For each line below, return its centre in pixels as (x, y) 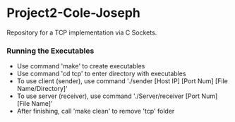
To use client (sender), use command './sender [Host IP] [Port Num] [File (122, 81)
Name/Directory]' (42, 89)
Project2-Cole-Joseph (73, 13)
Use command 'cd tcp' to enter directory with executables (101, 74)
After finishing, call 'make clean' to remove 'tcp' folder (96, 111)
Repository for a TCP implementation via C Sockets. (82, 32)
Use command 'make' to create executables (81, 66)
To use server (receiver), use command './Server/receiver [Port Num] (117, 96)
